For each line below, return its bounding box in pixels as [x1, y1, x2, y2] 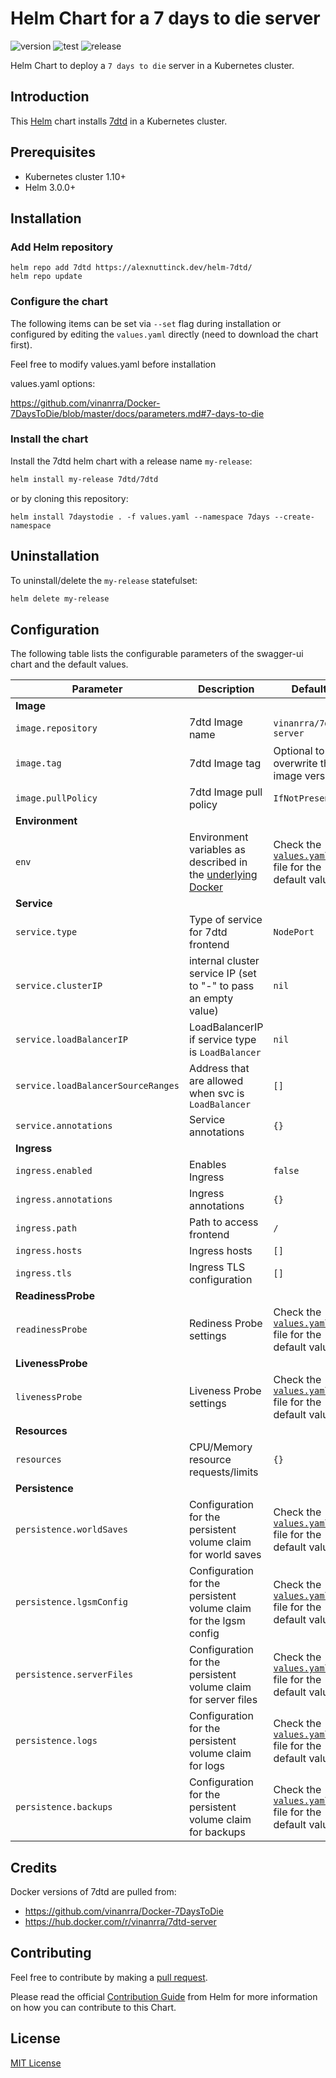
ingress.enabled [15, 1165, 93, 1177]
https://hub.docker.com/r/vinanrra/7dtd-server [24, 1916, 217, 1928]
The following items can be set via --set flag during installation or [10, 317, 282, 329]
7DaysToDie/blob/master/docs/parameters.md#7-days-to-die [10, 407, 265, 419]
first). [10, 338, 33, 351]
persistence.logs [15, 1735, 98, 1747]
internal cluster [188, 954, 260, 968]
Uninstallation [10, 548, 100, 565]
